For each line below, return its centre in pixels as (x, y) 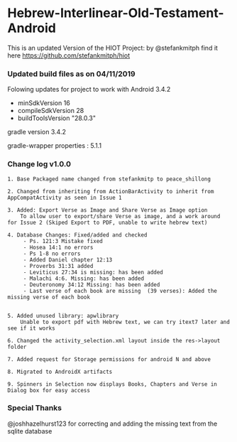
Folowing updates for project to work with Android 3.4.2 (89, 90)
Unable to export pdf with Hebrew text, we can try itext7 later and (125, 322)
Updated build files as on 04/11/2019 (72, 74)
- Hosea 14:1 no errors (58, 247)
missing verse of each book (49, 297)
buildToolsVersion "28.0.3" (57, 118)
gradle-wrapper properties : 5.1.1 (55, 146)
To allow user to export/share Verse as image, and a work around (120, 216)
